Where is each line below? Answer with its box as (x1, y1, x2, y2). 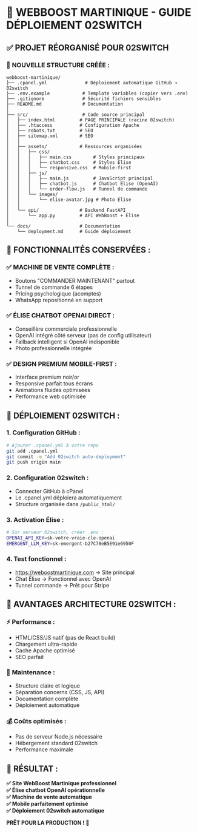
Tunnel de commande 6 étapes (15, 283, 93, 291)
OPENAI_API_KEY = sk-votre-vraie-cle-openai (6, 535, 115, 541)
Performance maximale (15, 746, 74, 753)
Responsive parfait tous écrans (15, 380, 93, 387)
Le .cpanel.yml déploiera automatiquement (15, 494, 122, 501)
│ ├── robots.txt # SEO (6, 127, 94, 134)
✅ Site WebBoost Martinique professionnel (6, 779, 117, 786)
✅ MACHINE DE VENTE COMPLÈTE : (6, 263, 115, 272)
